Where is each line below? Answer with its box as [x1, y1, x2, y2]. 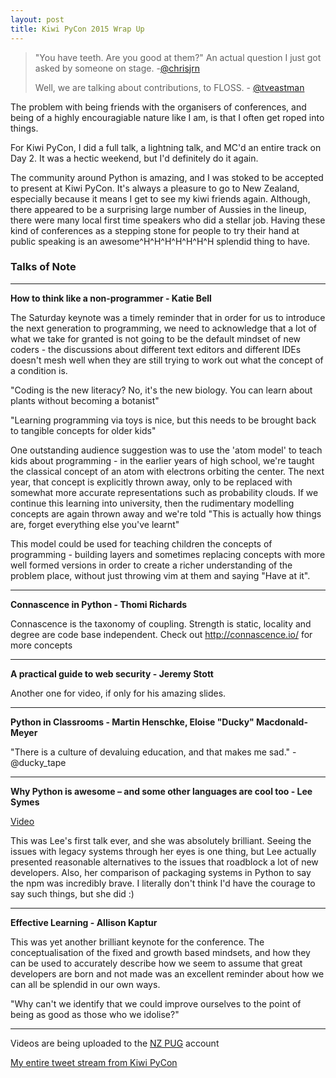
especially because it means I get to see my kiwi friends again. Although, [10, 192, 311, 205]
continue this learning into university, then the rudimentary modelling [10, 497, 295, 509]
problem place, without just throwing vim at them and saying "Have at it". [10, 569, 311, 581]
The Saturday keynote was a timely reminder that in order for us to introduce [10, 311, 326, 323]
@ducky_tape [10, 756, 67, 768]
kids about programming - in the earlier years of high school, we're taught [10, 454, 315, 466]
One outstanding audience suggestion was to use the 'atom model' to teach [10, 444, 323, 456]
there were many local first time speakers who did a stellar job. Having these [10, 214, 326, 226]
